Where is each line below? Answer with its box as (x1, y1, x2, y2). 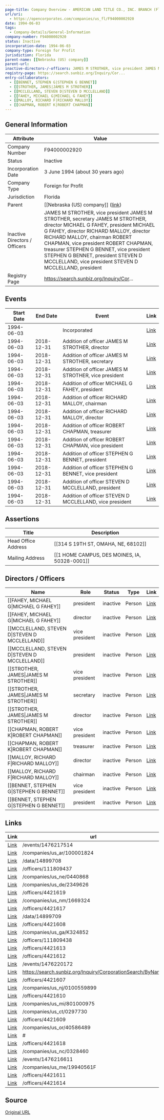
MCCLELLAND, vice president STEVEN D (44, 258, 138, 265)
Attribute (13, 135, 34, 142)
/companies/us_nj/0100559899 (22, 985, 97, 992)
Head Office (7, 538, 36, 545)
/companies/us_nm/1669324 (22, 897, 90, 904)
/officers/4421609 (22, 1016, 66, 1023)
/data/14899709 (22, 913, 62, 920)
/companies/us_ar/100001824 (22, 849, 94, 856)
